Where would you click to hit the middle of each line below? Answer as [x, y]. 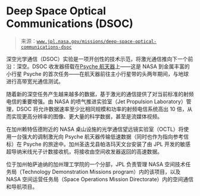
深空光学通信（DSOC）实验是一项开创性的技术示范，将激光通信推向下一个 [97, 59]
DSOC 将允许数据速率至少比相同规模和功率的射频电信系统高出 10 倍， [102, 109]
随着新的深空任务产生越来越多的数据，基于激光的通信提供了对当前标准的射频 [100, 94]
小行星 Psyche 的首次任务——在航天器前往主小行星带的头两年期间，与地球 [98, 73]
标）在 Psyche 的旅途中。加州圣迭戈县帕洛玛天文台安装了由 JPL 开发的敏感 [98, 144]
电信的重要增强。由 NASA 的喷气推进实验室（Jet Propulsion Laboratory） [96, 101]
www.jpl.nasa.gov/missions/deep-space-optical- [96, 41]
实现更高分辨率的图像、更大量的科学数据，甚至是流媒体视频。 [87, 116]
